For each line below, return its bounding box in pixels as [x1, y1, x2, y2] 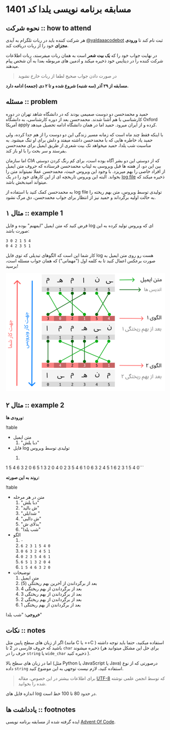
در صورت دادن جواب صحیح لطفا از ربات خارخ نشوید [18, 73, 117, 79]
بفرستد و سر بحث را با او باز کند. [6, 148, 67, 154]
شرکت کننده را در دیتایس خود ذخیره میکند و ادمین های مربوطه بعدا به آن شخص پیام [6, 58, 163, 64]
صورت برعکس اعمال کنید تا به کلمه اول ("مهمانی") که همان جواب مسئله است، [6, 258, 156, 264]
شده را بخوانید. [18, 681, 47, 687]
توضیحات [13, 569, 31, 575]
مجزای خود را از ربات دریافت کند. [6, 43, 69, 49]
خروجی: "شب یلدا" [6, 611, 42, 617]
